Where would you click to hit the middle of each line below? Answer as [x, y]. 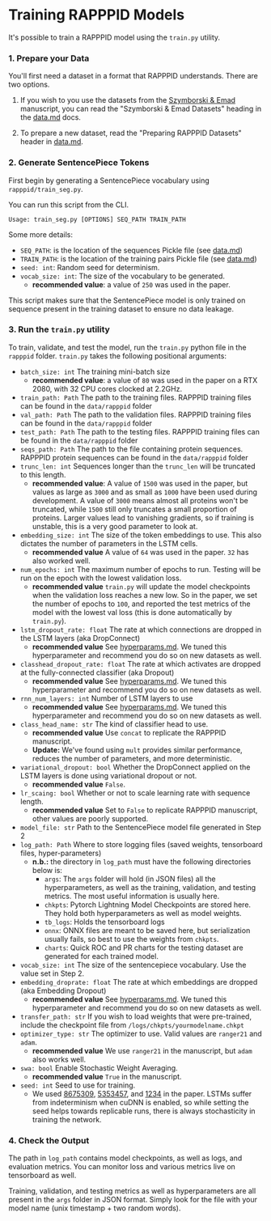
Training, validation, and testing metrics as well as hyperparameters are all [132, 1191]
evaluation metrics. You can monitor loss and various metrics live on [122, 1167]
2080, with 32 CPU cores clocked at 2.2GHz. [107, 388]
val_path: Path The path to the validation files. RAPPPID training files [135, 414]
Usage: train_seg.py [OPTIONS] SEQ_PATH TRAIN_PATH [97, 219]
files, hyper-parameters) [61, 853]
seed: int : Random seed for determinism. [90, 267]
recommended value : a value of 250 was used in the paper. [131, 284]
